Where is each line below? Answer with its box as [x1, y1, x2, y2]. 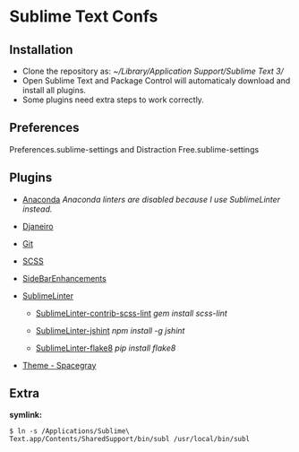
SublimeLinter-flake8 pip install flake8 [35, 343, 176, 353]
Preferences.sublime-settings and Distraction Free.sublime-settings [9, 143, 260, 154]
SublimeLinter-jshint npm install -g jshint [35, 325, 185, 335]
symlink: [9, 410, 43, 421]
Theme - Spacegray [21, 360, 97, 370]
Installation [9, 42, 73, 57]
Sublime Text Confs [9, 6, 158, 27]
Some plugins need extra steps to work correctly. [21, 94, 204, 105]
